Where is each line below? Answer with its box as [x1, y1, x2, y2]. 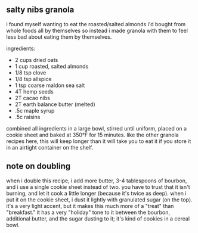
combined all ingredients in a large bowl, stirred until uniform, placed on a [6, 125, 187, 132]
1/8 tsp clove [14, 69, 47, 76]
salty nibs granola [6, 5, 75, 15]
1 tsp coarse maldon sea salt [14, 82, 85, 89]
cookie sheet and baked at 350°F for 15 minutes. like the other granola [6, 131, 179, 138]
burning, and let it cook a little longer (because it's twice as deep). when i [6, 189, 187, 197]
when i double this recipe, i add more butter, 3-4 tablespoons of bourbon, [6, 177, 187, 184]
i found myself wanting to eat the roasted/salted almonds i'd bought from [6, 20, 186, 27]
